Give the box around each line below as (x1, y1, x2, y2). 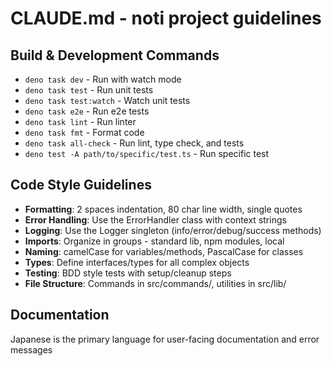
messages (10, 343, 53, 356)
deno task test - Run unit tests (24, 84, 154, 96)
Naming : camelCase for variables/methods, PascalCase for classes (24, 245, 304, 257)
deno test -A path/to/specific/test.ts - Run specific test (24, 148, 270, 159)
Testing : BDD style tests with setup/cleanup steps (24, 267, 232, 279)
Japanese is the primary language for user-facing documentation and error (10, 333, 320, 345)
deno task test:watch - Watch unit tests (24, 95, 191, 106)
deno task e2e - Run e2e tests (24, 105, 150, 117)
